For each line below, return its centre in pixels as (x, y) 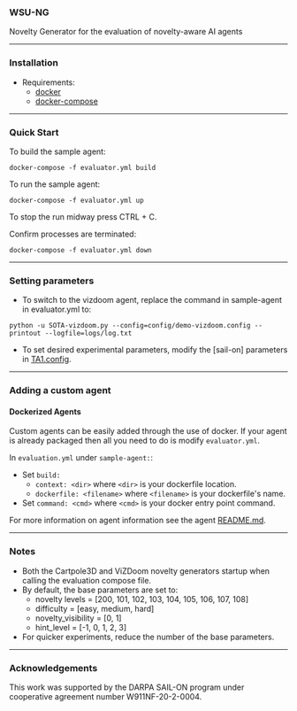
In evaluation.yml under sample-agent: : (81, 458)
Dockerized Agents (45, 411)
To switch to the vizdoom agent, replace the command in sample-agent (152, 300)
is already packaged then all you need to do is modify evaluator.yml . (135, 441)
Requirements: (48, 82)
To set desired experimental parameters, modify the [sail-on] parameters (155, 350)
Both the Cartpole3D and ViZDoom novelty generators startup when (146, 571)
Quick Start (34, 132)
